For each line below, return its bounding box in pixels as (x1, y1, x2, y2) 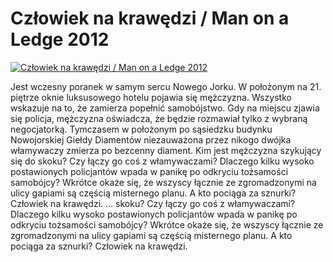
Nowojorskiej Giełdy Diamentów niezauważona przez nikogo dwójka (10, 133, 292, 146)
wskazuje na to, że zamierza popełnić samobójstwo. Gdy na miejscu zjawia (10, 102, 320, 114)
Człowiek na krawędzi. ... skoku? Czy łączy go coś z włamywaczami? (10, 197, 296, 209)
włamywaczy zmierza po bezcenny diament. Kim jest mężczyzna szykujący (10, 144, 322, 156)
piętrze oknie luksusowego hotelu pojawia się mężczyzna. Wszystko (10, 91, 292, 103)
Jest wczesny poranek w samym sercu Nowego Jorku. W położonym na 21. (10, 80, 322, 92)
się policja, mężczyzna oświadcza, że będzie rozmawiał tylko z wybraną (10, 112, 308, 124)
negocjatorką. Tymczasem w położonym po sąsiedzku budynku (10, 123, 273, 135)
